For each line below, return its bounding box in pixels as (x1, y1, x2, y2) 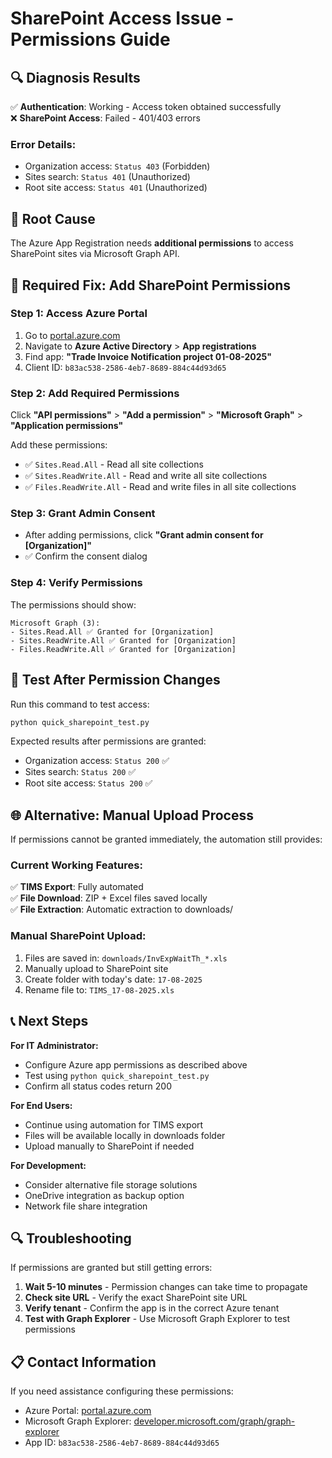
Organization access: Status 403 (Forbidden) (24, 160, 211, 172)
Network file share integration (24, 1200, 148, 1212)
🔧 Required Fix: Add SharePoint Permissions (10, 277, 292, 294)
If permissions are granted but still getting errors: (10, 1262, 213, 1274)
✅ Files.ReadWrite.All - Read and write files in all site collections (24, 481, 297, 493)
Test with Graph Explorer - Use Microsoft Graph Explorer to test (24, 1313, 291, 1325)
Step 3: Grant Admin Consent (10, 507, 156, 521)
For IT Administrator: (10, 1039, 99, 1051)
